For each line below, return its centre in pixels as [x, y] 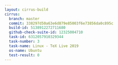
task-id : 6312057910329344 [36, 37]
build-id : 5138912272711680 [37, 28]
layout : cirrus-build [26, 10]
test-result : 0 [24, 55]
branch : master [24, 19]
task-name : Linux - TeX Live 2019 [44, 46]
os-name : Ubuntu [25, 50]
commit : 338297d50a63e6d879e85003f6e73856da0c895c [61, 23]
